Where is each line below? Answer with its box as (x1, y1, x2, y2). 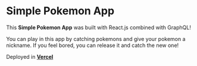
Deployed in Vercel (6, 53, 54, 60)
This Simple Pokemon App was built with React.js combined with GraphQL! (6, 24, 192, 31)
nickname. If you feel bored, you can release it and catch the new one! (6, 42, 179, 49)
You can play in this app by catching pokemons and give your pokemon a (6, 35, 186, 42)
